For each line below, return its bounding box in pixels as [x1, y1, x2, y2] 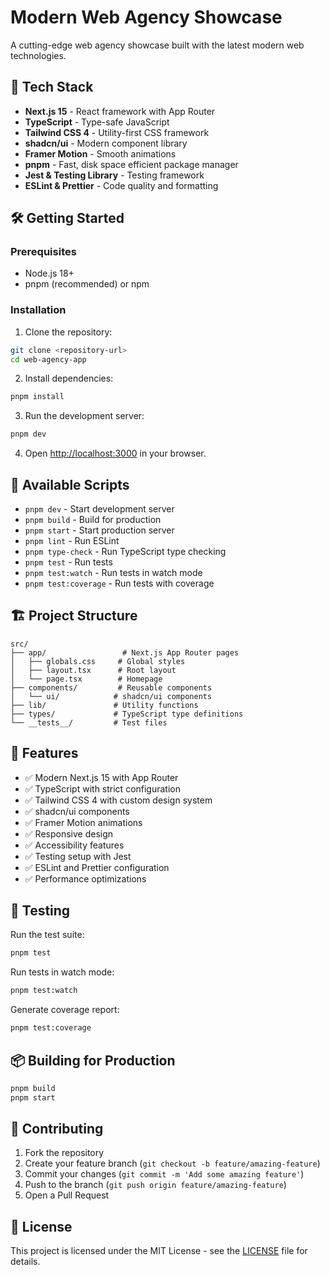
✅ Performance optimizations [24, 872, 147, 885]
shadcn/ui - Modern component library [24, 137, 188, 149]
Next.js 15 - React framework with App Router [24, 105, 216, 117]
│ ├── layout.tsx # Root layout [10, 665, 177, 675]
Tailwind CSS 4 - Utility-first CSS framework [24, 126, 210, 138]
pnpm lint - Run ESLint [24, 535, 120, 547]
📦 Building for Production [10, 1052, 176, 1069]
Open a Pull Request [24, 1189, 110, 1201]
